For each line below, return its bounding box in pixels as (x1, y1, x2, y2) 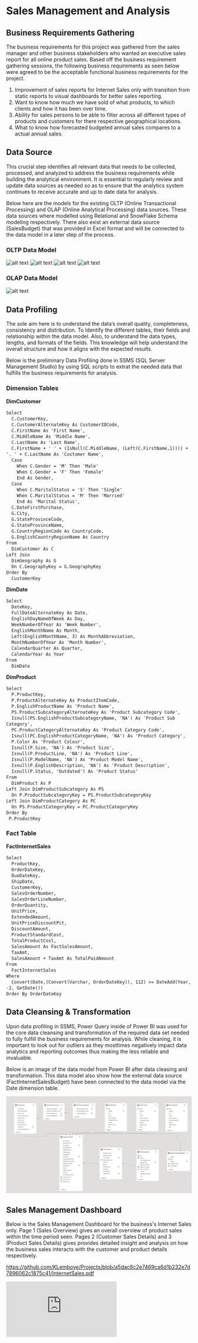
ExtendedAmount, (11, 914, 51, 920)
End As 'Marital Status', (16, 499, 81, 504)
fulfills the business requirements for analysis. (6, 370, 118, 377)
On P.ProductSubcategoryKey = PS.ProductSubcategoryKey (11, 792, 151, 798)
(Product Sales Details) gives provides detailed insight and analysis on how (6, 1240, 189, 1247)
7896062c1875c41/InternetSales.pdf (6, 1270, 94, 1277)
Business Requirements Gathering (6, 28, 135, 38)
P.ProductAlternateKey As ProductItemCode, (11, 697, 120, 703)
